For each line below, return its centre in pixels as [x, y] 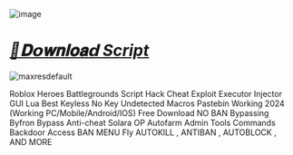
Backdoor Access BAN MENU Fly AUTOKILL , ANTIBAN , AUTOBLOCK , [143, 132]
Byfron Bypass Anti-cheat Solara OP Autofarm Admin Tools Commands [143, 122]
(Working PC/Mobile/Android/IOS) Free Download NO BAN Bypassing [139, 112]
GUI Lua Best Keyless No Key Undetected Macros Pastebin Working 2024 [147, 103]
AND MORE [31, 141]
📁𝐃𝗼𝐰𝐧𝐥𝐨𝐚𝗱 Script [79, 51]
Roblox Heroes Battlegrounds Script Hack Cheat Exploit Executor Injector [146, 93]
